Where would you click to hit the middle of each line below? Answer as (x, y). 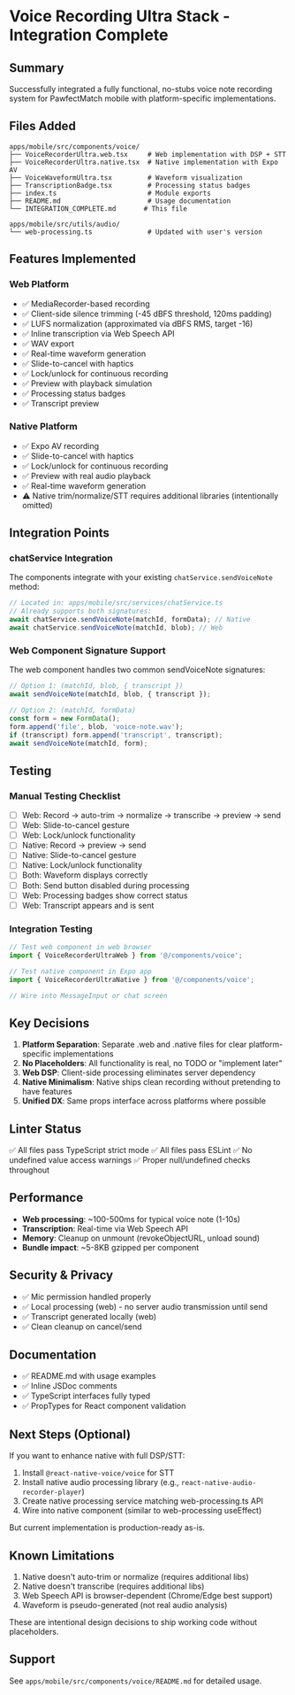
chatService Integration (61, 558)
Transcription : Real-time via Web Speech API (105, 1228)
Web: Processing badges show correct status (105, 895)
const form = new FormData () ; (65, 718)
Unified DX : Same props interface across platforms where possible (144, 1101)
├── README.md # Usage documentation (120, 201)
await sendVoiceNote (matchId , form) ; (79, 743)
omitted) (37, 505)
